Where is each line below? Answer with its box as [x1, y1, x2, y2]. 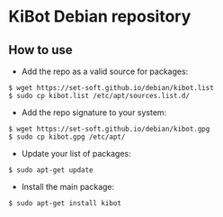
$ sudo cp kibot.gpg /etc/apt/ [8, 132, 126, 141]
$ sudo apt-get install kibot [8, 199, 122, 208]
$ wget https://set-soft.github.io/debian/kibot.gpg [8, 124, 210, 133]
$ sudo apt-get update [8, 166, 94, 175]
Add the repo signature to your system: [21, 107, 167, 118]
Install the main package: [21, 182, 115, 192]
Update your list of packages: [21, 149, 131, 158]
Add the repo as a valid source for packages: [21, 66, 189, 77]
